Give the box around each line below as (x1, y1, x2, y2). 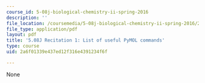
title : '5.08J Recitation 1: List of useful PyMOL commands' (6, 37, 165, 43)
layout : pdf (6, 32, 37, 38)
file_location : (6, 20, 45, 26)
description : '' (6, 15, 48, 21)
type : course (6, 43, 40, 49)
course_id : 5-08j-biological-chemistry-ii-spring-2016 (6, 9, 149, 15)
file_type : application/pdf (6, 26, 78, 32)
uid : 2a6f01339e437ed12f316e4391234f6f (6, 49, 108, 55)
